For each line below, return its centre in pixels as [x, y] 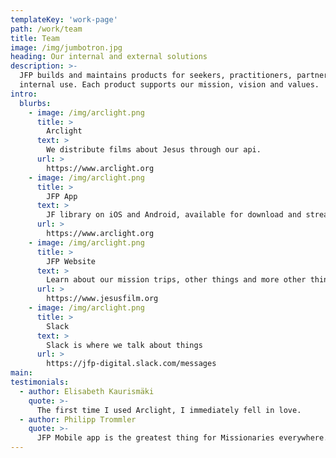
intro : [24, 94]
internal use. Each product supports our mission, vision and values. [169, 85]
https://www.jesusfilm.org [102, 299]
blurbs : [35, 103]
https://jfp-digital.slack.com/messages [131, 364]
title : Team [35, 38]
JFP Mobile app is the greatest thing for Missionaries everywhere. [182, 438]
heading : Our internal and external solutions [109, 57]
